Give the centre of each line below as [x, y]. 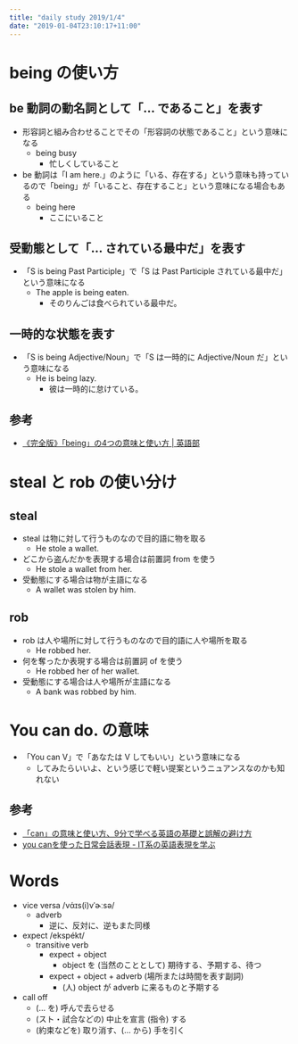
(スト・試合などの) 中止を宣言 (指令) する [111, 1019]
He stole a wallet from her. [84, 568]
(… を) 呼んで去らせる [75, 1008]
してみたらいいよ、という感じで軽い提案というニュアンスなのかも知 [160, 767]
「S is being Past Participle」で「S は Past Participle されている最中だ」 [154, 271]
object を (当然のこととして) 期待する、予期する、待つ [161, 965]
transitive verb [62, 945]
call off [35, 998]
